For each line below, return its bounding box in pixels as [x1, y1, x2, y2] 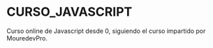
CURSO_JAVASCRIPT [6, 4, 133, 20]
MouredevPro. [6, 34, 48, 42]
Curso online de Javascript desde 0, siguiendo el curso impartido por [6, 27, 206, 35]
